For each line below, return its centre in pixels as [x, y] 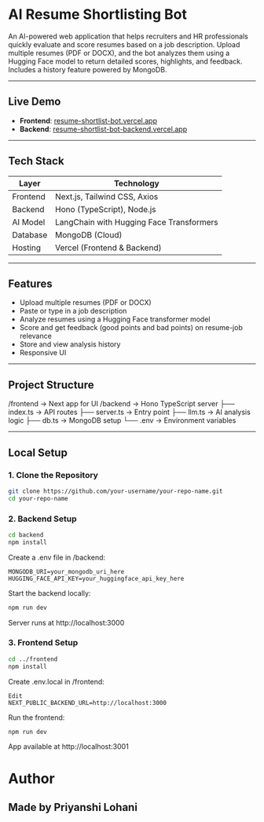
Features [30, 283]
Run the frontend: [37, 717]
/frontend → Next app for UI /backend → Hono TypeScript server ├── [121, 404]
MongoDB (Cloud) [88, 235]
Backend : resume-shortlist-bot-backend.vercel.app [103, 129]
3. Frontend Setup [43, 643]
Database [30, 235]
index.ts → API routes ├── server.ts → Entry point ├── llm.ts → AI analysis [130, 412]
